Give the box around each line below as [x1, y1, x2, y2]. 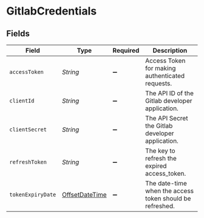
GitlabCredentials [6, 4, 97, 18]
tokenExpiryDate [9, 191, 56, 198]
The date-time [145, 179, 187, 187]
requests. [145, 79, 172, 87]
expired [145, 162, 167, 170]
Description [152, 47, 188, 54]
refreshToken [9, 159, 47, 165]
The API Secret [145, 114, 188, 122]
